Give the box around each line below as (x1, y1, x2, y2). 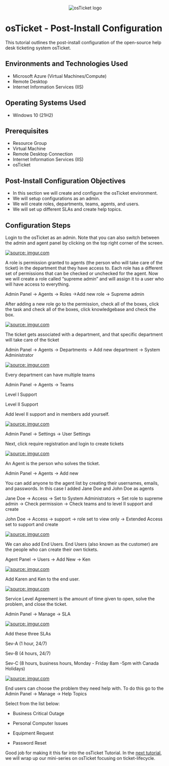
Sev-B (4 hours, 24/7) (5, 651, 51, 656)
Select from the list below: (5, 700, 60, 707)
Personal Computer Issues (12, 720, 69, 726)
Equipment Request (12, 730, 54, 736)
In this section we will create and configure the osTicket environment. (12, 190, 158, 196)
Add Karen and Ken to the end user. (5, 576, 80, 582)
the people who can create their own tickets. (5, 546, 98, 553)
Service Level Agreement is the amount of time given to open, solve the (5, 596, 155, 602)
